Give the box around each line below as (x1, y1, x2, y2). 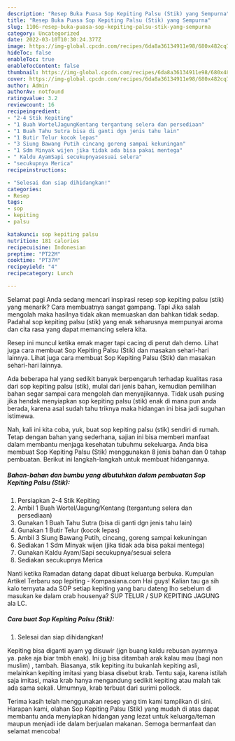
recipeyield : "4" (7, 263, 58, 270)
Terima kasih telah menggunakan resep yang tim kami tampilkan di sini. (7, 697, 213, 705)
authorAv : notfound (7, 88, 64, 95)
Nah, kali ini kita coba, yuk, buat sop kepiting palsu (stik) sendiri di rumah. (7, 425, 220, 434)
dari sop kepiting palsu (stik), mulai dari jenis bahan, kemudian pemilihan (7, 382, 217, 390)
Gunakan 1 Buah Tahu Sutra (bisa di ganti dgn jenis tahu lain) (17, 518, 192, 527)
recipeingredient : (7, 108, 61, 115)
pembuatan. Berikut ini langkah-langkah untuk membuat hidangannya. (7, 455, 210, 463)
